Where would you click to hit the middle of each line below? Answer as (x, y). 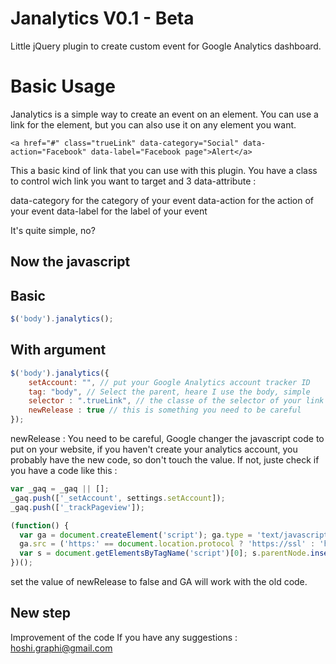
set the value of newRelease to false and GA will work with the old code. (159, 582)
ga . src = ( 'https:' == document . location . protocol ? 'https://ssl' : (167, 544)
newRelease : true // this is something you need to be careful (165, 410)
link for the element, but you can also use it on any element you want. (153, 124)
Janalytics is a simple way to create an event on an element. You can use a (164, 114)
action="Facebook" (48, 152)
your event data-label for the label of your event (109, 211)
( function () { (40, 525)
